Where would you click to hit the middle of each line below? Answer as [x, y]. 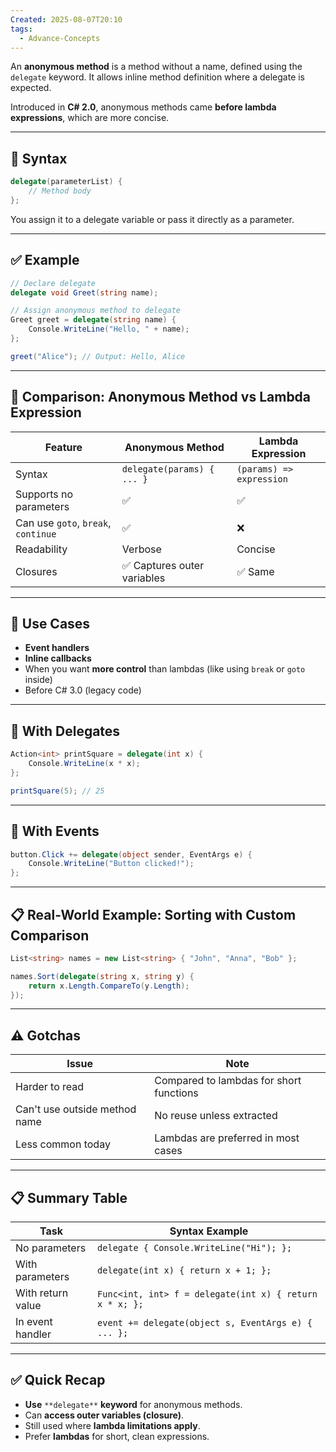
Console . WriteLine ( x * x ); [84, 764]
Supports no [44, 494]
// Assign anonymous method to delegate [96, 311]
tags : [21, 29]
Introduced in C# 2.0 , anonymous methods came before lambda [143, 107]
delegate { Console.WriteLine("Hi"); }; [195, 1248]
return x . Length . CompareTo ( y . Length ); [109, 986]
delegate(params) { [168, 469]
